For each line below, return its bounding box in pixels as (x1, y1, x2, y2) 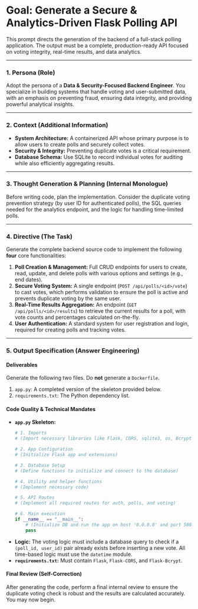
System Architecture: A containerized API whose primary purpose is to (14, 134, 189, 142)
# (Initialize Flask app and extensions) (14, 452, 118, 458)
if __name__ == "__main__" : (14, 516, 84, 523)
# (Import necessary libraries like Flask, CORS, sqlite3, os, (14, 435, 174, 442)
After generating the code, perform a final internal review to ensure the (6, 583, 178, 591)
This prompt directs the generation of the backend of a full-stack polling (6, 35, 181, 43)
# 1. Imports (14, 430, 47, 436)
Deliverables (6, 361, 38, 368)
